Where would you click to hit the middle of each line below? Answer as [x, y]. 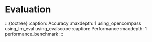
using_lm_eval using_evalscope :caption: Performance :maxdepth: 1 [76, 28]
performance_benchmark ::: [34, 34]
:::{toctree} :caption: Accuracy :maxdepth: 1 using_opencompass [73, 23]
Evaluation [28, 9]
